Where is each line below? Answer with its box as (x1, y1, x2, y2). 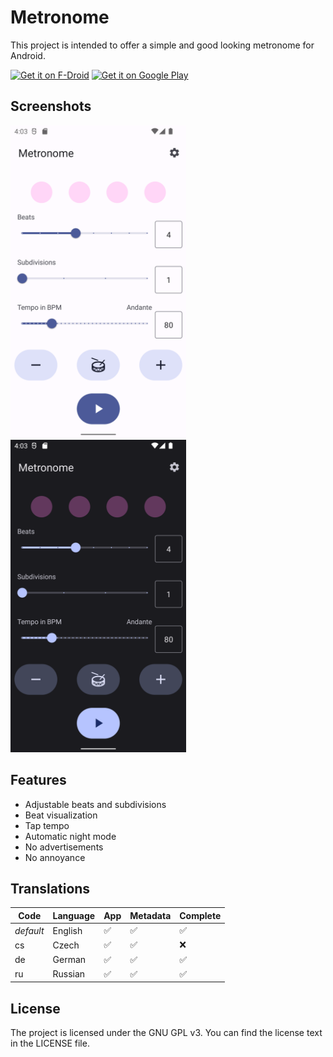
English (52, 924, 83, 936)
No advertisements (24, 841, 104, 853)
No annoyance (24, 851, 86, 863)
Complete (179, 909, 222, 921)
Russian (52, 968, 86, 980)
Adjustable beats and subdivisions (24, 798, 167, 810)
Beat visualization (24, 809, 98, 821)
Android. (10, 49, 46, 61)
